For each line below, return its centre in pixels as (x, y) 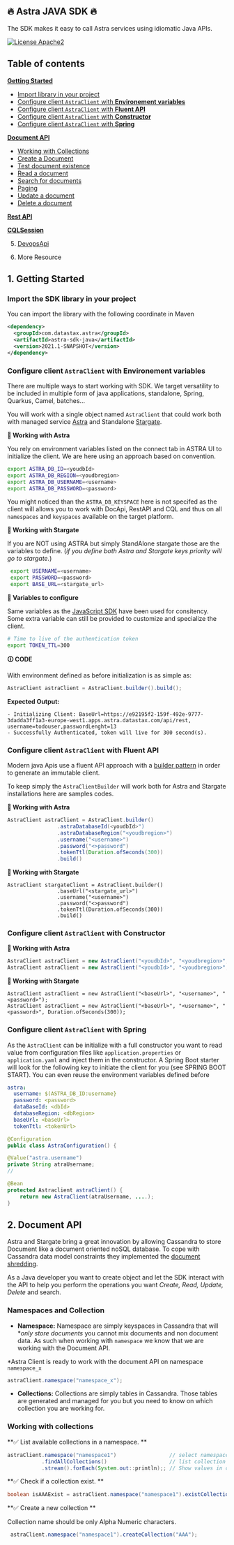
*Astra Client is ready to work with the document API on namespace (105, 1361)
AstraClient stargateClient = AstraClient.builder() (85, 885)
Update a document (46, 196)
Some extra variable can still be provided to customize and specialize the (112, 619)
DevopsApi (33, 243)
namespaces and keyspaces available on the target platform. (91, 517)
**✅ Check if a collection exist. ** (56, 1481)
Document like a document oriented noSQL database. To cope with (103, 1249)
